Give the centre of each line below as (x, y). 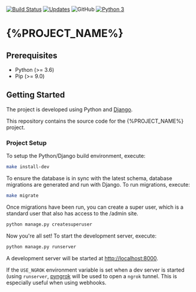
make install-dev (28, 167)
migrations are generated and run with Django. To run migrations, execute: (98, 184)
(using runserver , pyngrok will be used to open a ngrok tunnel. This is (92, 276)
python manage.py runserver (41, 247)
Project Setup (26, 142)
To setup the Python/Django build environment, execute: (76, 156)
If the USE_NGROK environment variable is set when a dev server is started (95, 270)
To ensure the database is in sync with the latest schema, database (89, 178)
